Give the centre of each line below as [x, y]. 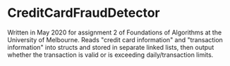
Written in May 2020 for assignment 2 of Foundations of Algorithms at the [115, 32]
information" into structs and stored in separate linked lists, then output [111, 47]
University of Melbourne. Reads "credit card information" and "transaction [115, 39]
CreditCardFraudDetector [84, 13]
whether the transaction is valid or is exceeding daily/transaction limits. [110, 55]
